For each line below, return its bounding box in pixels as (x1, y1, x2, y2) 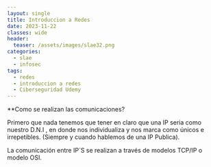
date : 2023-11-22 (7, 23, 57, 29)
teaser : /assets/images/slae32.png (13, 42, 115, 49)
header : (7, 36, 29, 42)
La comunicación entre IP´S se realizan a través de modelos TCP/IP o (7, 146, 203, 155)
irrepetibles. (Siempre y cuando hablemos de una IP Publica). (7, 133, 180, 141)
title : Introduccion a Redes (7, 16, 90, 23)
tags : (7, 67, 23, 74)
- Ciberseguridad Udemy (13, 86, 81, 93)
